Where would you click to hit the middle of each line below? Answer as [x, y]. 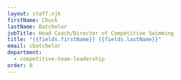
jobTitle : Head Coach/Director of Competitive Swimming [90, 33]
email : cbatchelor [34, 46]
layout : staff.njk [34, 14]
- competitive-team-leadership [59, 59]
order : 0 [20, 65]
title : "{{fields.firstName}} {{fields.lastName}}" [84, 40]
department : [25, 53]
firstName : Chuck [33, 20]
